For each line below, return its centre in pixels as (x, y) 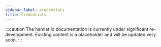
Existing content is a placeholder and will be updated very (95, 34)
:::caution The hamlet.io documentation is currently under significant (77, 29)
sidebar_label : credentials (35, 10)
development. (20, 34)
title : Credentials (26, 15)
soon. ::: (14, 40)
